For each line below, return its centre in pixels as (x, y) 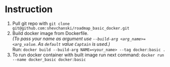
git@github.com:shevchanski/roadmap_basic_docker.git (71, 28)
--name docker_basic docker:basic (49, 59)
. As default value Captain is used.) (73, 44)
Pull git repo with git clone (41, 23)
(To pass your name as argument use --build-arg (65, 39)
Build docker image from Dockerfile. (50, 33)
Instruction (29, 9)
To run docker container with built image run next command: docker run (88, 55)
